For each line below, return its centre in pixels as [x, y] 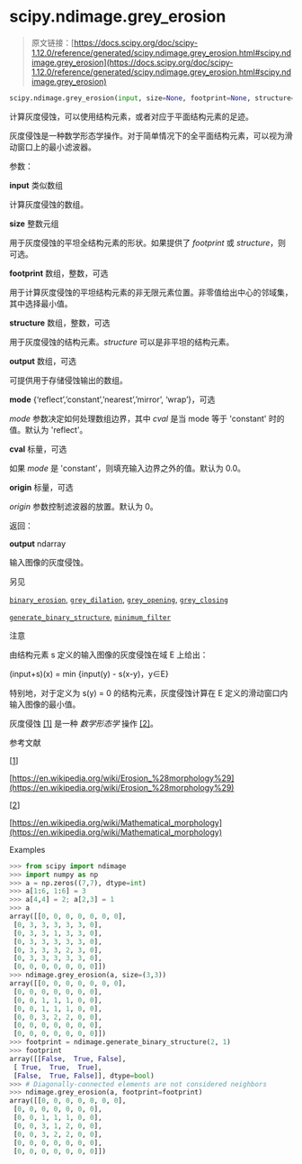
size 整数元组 [34, 224]
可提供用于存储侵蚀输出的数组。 [68, 380]
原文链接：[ [53, 42]
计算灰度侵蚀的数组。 [49, 204]
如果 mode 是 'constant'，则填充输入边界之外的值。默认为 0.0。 [127, 468]
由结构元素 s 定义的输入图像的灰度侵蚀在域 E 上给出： [109, 655]
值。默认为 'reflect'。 [49, 429]
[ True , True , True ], [58, 1067]
